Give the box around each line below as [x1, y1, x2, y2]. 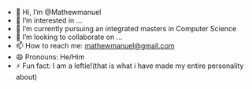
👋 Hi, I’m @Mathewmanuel [15, 8, 102, 16]
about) [15, 73, 38, 81]
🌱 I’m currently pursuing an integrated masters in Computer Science [15, 24, 237, 33]
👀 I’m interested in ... [15, 16, 83, 25]
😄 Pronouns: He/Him [15, 52, 85, 62]
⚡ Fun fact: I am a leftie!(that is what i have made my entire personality [15, 61, 244, 70]
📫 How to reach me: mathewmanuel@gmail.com [15, 41, 175, 50]
